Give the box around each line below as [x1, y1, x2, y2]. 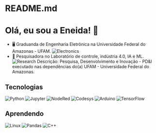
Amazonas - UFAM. [12, 48, 51, 54]
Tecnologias [5, 83, 43, 91]
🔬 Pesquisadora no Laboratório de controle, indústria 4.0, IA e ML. [12, 54, 144, 59]
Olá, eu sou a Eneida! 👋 [5, 25, 99, 36]
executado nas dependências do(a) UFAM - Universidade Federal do [12, 64, 149, 70]
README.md [5, 3, 58, 14]
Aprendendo [5, 110, 44, 118]
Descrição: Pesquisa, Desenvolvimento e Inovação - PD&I [37, 59, 152, 64]
